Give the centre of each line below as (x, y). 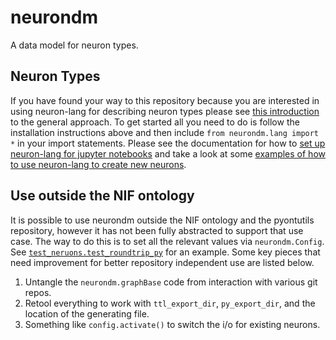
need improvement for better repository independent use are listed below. (162, 262)
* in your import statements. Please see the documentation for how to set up (168, 143)
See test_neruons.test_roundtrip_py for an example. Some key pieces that (165, 252)
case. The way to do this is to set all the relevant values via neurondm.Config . (167, 241)
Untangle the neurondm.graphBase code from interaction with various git (171, 282)
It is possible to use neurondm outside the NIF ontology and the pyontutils (162, 220)
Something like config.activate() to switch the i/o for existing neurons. (172, 324)
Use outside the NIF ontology (102, 196)
